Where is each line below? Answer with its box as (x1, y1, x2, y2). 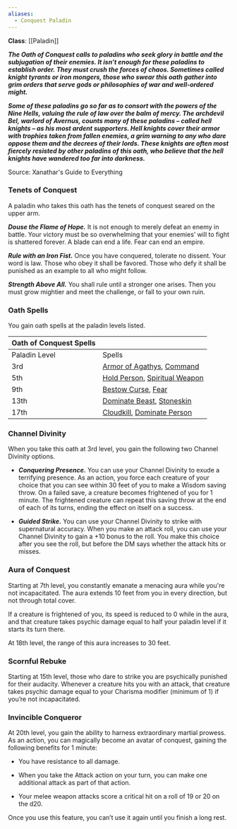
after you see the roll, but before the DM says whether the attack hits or (18, 540, 226, 548)
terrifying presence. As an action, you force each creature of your (18, 473, 210, 482)
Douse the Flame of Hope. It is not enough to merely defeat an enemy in (8, 222, 219, 231)
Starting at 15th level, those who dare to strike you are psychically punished (8, 672, 228, 680)
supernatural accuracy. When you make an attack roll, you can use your (18, 525, 228, 533)
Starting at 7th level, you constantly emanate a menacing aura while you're (8, 581, 225, 589)
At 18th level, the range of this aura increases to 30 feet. (8, 638, 171, 647)
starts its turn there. (8, 625, 66, 633)
